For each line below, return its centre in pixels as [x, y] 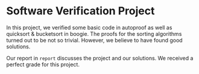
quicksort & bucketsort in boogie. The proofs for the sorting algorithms [94, 33]
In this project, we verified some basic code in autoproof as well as [89, 27]
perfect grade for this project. [43, 64]
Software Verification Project [81, 11]
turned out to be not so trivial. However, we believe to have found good [94, 40]
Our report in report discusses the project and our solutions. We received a [100, 58]
